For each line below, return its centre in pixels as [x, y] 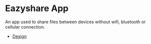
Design [19, 36]
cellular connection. [25, 27]
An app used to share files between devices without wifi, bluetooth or [75, 22]
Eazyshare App [37, 8]
